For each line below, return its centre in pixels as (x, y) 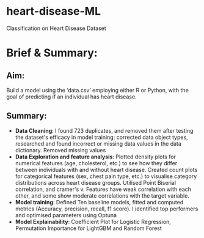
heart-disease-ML (53, 11)
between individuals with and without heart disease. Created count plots (106, 169)
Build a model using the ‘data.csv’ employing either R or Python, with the (98, 90)
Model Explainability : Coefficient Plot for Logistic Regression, (93, 221)
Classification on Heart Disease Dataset (56, 28)
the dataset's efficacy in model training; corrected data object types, (101, 137)
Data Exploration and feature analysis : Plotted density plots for (95, 157)
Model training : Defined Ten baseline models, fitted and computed (99, 202)
